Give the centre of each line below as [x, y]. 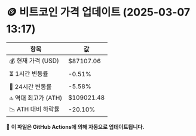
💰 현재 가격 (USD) [34, 60]
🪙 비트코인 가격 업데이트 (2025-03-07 [98, 12]
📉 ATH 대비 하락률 [34, 109]
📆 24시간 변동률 [30, 86]
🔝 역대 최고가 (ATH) [36, 98]
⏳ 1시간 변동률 [29, 73]
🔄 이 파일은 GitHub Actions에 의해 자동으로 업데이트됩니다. [75, 126]
